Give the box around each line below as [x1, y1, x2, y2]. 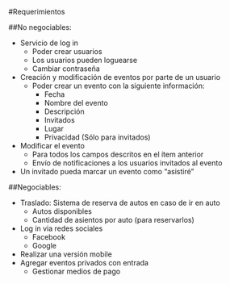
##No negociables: [8, 23, 72, 31]
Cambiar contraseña [31, 64, 101, 73]
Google [31, 241, 56, 250]
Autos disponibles [31, 207, 93, 216]
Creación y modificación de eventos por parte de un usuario [19, 73, 220, 81]
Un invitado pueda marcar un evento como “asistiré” [19, 167, 194, 176]
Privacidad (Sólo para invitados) [44, 132, 151, 142]
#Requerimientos [8, 7, 65, 16]
